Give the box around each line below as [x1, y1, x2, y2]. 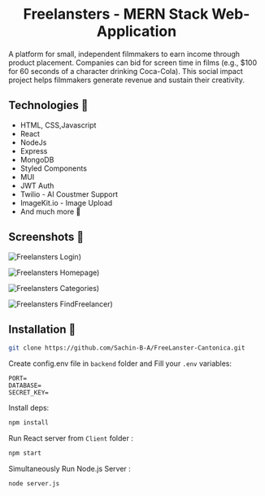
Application [96, 22, 177, 41]
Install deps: [8, 403, 50, 413]
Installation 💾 [8, 322, 76, 336]
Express [20, 146, 48, 155]
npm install [8, 419, 49, 427]
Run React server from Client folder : [8, 433, 134, 443]
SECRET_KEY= [8, 389, 49, 397]
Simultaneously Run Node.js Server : [8, 464, 132, 473]
